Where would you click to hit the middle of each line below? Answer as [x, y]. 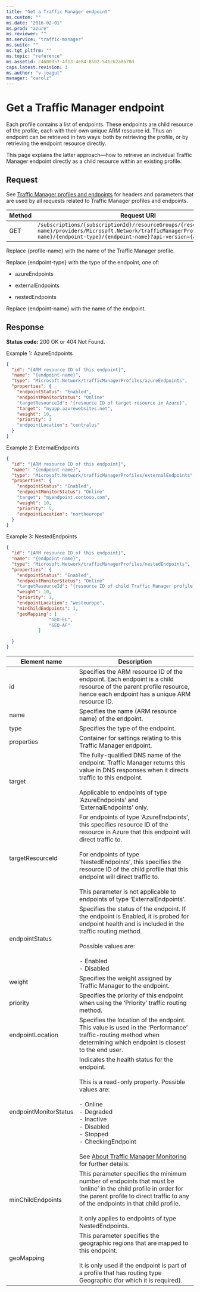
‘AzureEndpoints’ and [109, 800]
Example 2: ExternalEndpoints [43, 448]
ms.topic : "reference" [34, 56]
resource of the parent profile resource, [135, 687]
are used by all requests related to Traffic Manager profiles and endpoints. [97, 201]
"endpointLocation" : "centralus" [58, 425]
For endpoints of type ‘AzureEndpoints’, [135, 817]
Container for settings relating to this [130, 738]
